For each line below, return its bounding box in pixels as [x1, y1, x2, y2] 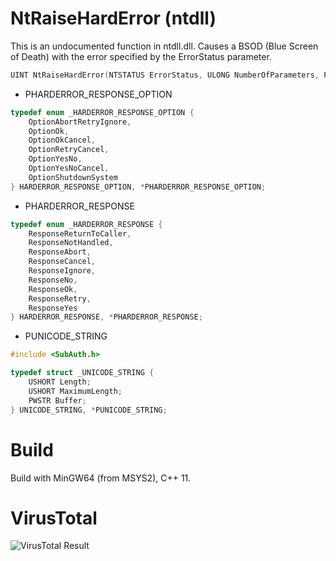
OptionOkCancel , [28, 135, 97, 146]
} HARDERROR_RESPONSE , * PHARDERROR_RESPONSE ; [10, 312, 203, 322]
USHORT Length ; [28, 377, 92, 387]
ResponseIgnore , [28, 266, 97, 276]
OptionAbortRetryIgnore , [28, 117, 132, 127]
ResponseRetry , [28, 293, 92, 304]
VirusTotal [10, 507, 98, 529]
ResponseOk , [28, 284, 78, 294]
